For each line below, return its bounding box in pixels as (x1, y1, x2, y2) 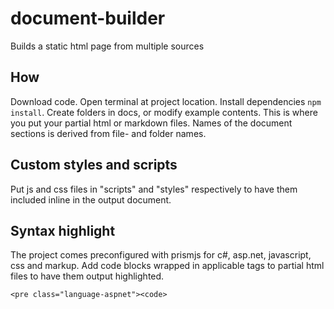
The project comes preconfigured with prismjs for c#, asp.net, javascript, (10, 249, 312, 261)
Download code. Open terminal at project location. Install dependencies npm (10, 95, 322, 107)
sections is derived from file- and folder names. (10, 127, 207, 139)
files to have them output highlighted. (10, 270, 165, 282)
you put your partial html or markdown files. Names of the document (10, 117, 293, 129)
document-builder (10, 7, 166, 30)
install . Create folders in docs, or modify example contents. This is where (10, 106, 318, 118)
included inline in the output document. (10, 193, 172, 206)
